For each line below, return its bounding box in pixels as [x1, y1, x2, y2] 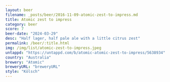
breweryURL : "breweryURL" [5, 64, 60, 69]
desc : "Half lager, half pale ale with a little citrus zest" [5, 36, 140, 41]
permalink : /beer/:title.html [5, 41, 70, 46]
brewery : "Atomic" [5, 60, 44, 65]
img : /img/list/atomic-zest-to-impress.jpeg [5, 45, 102, 50]
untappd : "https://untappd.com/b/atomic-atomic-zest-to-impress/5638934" [5, 50, 166, 55]
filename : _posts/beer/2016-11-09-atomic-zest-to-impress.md [5, 12, 138, 17]
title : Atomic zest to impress [5, 17, 72, 22]
